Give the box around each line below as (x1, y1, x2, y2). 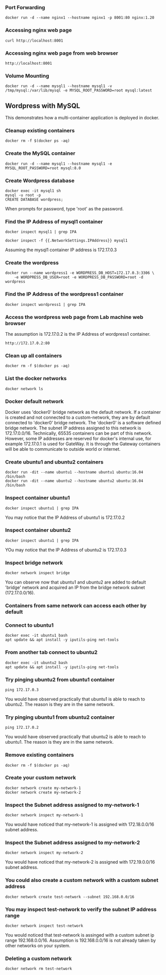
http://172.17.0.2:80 (5, 341, 50, 346)
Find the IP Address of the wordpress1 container (5, 291, 124, 297)
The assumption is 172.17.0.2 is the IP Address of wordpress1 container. (5, 331, 151, 337)
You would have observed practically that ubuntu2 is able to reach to (5, 734, 146, 740)
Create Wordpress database (5, 177, 75, 184)
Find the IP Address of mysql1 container (5, 218, 103, 225)
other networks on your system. (5, 943, 71, 949)
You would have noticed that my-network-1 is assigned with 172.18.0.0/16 (5, 821, 155, 827)
